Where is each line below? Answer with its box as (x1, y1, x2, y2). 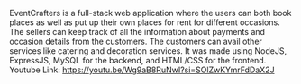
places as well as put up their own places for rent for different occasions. (9, 17, 281, 28)
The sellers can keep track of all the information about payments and (9, 27, 266, 37)
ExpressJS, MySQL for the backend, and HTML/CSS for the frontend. (9, 55, 267, 65)
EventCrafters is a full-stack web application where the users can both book (9, 8, 292, 18)
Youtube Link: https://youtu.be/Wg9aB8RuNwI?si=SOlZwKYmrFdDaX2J (9, 64, 275, 75)
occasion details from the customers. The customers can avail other (9, 36, 263, 46)
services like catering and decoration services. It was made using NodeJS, (9, 46, 287, 56)
